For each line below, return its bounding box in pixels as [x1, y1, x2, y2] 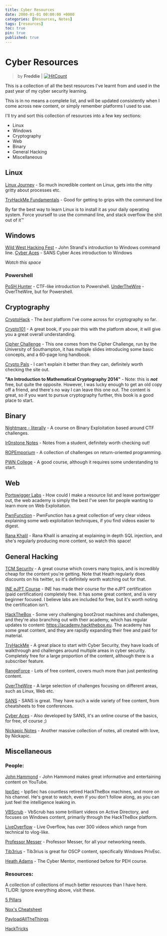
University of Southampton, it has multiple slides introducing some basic [5, 346, 154, 352]
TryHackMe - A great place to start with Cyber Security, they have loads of [5, 642, 159, 648]
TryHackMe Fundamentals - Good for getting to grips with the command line [5, 196, 163, 202]
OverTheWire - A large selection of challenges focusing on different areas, [5, 682, 158, 688]
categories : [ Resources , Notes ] [5, 16, 72, 21]
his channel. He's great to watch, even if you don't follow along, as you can [5, 793, 160, 800]
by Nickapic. [5, 733, 31, 739]
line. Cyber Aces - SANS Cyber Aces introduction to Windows [5, 250, 133, 256]
